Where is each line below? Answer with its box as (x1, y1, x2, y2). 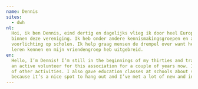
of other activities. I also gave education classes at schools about (11, 69, 189, 74)
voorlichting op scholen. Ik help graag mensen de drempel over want (11, 42, 186, 47)
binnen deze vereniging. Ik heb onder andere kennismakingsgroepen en (11, 36, 189, 42)
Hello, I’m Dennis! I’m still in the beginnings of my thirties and (11, 57, 183, 63)
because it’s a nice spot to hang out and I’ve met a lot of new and (11, 74, 186, 80)
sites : (6, 14, 22, 20)
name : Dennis (6, 8, 38, 15)
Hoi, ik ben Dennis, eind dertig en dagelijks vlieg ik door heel (11, 30, 178, 36)
